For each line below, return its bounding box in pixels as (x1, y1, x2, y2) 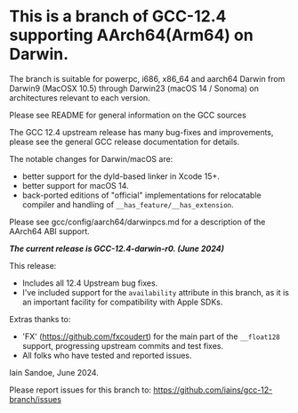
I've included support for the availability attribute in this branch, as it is (21, 287, 289, 297)
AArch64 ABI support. (9, 225, 91, 237)
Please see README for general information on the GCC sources (9, 109, 246, 120)
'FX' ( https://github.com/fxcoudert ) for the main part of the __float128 (21, 331, 280, 342)
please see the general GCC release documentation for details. (9, 136, 240, 147)
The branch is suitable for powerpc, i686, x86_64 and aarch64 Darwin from (9, 73, 286, 84)
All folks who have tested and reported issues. (21, 350, 192, 360)
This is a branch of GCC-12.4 (9, 6, 227, 27)
